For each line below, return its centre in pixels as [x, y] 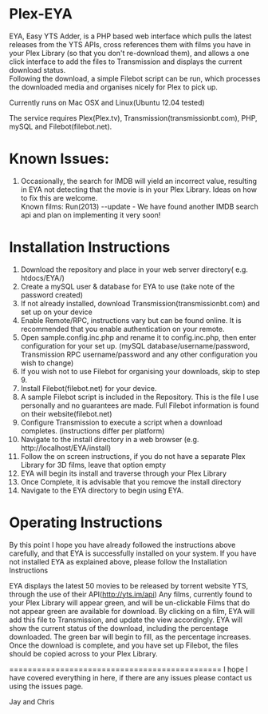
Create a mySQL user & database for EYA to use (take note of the [128, 286]
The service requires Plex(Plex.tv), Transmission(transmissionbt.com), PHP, [133, 118]
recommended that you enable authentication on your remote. [122, 329]
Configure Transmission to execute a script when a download [121, 422]
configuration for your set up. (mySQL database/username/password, [135, 345]
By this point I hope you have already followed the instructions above [122, 544]
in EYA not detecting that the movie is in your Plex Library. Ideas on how [139, 189]
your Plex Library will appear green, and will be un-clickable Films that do [130, 602]
